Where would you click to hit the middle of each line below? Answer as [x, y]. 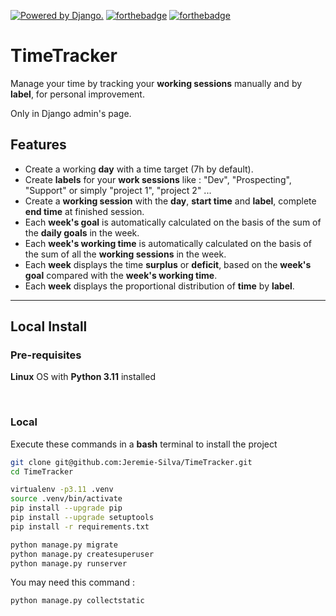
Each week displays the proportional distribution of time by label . [159, 286]
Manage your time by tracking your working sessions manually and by [156, 83]
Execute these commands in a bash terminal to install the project [144, 444]
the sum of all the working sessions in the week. [125, 254]
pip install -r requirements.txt [80, 526]
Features [38, 145]
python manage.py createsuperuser [82, 554]
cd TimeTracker [42, 471]
